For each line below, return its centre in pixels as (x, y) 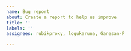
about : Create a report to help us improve (62, 17)
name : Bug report (28, 12)
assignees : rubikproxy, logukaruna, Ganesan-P (65, 34)
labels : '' (20, 28)
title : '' (19, 23)
